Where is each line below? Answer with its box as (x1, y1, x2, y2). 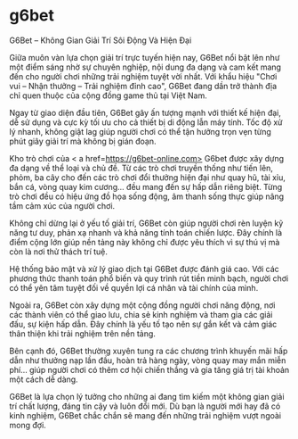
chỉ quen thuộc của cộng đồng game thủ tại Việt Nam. (9, 90, 207, 101)
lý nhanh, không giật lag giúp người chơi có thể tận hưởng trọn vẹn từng (9, 126, 271, 137)
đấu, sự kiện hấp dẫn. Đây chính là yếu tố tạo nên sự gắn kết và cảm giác (9, 319, 278, 329)
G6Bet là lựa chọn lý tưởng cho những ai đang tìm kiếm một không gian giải (9, 391, 285, 402)
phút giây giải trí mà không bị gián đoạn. (9, 136, 157, 146)
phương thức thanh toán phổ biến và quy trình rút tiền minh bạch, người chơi (9, 273, 289, 284)
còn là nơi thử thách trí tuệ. (9, 246, 109, 257)
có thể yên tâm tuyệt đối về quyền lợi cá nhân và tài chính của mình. (9, 282, 259, 293)
